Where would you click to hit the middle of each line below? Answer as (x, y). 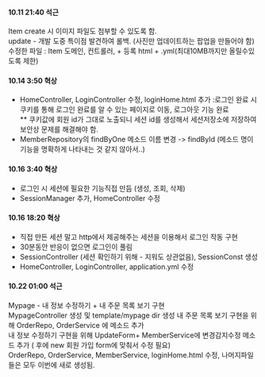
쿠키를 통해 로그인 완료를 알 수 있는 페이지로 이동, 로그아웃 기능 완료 (124, 110)
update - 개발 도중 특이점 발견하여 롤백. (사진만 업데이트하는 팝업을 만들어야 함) (132, 41)
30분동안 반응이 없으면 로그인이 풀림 (76, 247)
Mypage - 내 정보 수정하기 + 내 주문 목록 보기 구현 (86, 306)
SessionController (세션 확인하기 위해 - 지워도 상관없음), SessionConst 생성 (138, 256)
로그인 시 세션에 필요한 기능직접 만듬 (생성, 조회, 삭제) (102, 188)
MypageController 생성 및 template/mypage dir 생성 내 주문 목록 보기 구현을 (129, 315)
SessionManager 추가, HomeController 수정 (90, 198)
